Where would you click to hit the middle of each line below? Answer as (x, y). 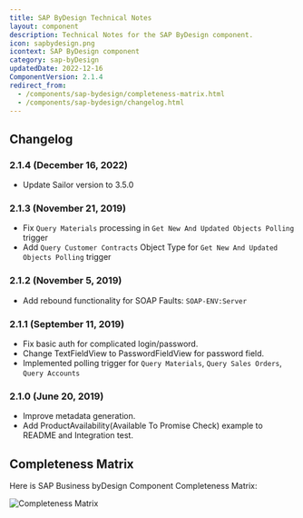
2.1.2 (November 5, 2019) (66, 281)
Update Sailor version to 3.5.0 (78, 185)
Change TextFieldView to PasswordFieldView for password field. (143, 353)
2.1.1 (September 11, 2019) (67, 324)
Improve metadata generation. (79, 416)
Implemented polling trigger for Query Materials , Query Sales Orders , (152, 363)
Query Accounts (51, 374)
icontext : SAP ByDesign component (75, 52)
